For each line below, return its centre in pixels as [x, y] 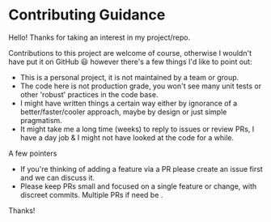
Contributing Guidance [87, 15]
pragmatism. [41, 120]
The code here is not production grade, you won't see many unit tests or [140, 86]
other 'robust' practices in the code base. [89, 94]
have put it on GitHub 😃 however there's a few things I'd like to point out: [130, 62]
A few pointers [33, 153]
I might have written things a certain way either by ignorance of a [129, 103]
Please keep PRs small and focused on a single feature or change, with [138, 186]
